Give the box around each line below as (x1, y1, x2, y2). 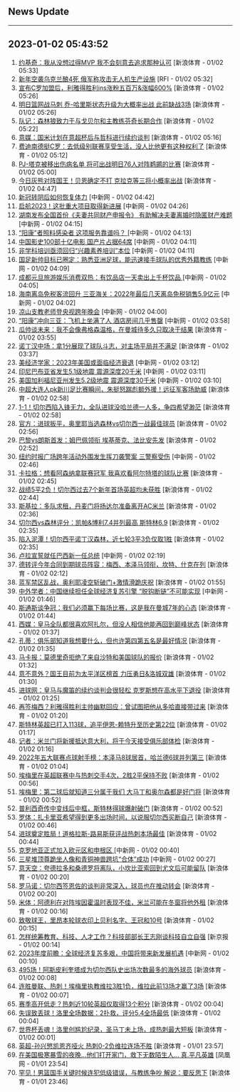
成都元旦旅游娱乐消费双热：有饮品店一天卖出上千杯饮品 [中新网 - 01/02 (18, 272, 227, 281)
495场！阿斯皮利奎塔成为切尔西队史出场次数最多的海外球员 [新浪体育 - (18, 965, 226, 974)
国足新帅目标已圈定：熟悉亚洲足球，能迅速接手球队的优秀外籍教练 (18, 255, 212, 263)
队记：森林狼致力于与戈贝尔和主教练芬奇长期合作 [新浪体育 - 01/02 (18, 116, 214, 125)
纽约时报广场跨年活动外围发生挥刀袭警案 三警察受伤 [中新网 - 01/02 (18, 452, 216, 461)
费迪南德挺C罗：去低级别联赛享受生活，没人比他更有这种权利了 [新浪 (18, 142, 221, 150)
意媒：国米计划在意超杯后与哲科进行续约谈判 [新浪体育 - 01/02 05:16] (18, 133, 221, 141)
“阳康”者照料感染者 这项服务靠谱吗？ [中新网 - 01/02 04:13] (18, 228, 192, 237)
